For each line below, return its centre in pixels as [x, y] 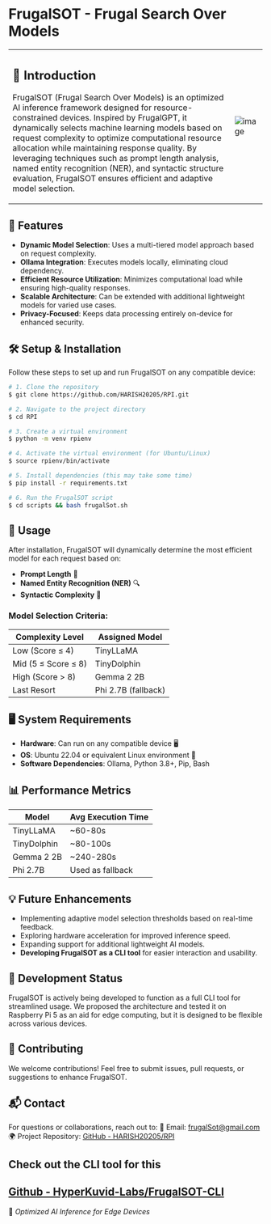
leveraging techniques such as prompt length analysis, [116, 159]
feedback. [37, 927]
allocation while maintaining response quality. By [105, 148]
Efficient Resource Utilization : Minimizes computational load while [131, 279]
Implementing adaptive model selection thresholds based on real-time [136, 918]
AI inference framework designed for [82, 108]
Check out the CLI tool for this [85, 1165]
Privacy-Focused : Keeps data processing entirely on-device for [126, 314]
